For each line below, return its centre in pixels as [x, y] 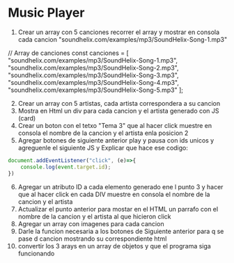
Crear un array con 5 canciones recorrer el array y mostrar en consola [119, 32]
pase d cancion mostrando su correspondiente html [92, 239]
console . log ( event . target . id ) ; [66, 167]
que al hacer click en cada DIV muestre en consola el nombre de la [114, 194]
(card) [27, 118]
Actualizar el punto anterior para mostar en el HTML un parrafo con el [118, 209]
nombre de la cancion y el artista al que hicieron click [94, 216]
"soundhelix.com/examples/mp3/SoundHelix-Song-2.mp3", [94, 67]
